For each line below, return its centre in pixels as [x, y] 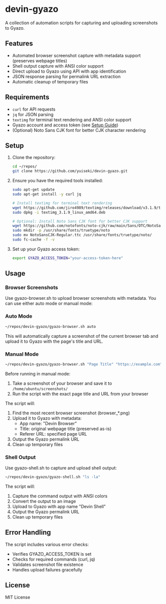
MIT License [18, 597]
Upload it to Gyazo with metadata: [47, 418]
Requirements [27, 97]
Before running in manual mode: [38, 373]
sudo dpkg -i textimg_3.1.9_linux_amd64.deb [59, 212]
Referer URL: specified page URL [53, 434]
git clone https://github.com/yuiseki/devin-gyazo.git [70, 171]
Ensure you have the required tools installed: [58, 181]
